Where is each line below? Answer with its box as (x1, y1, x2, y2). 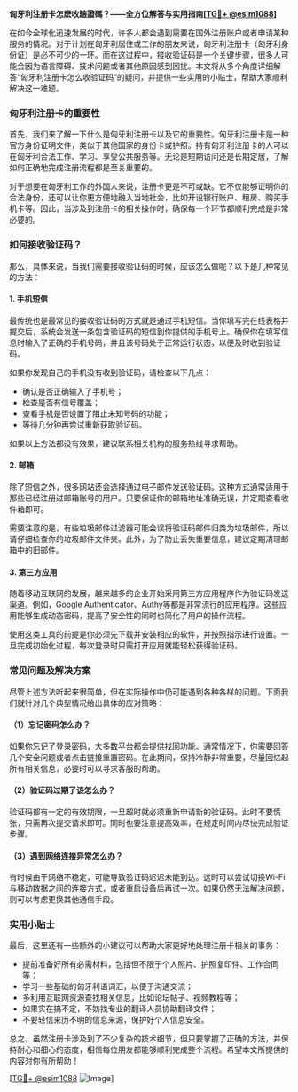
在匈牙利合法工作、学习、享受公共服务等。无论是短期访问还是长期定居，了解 (9, 151, 289, 162)
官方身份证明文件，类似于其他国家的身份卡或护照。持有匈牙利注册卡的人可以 (9, 140, 289, 151)
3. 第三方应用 (9, 567, 58, 577)
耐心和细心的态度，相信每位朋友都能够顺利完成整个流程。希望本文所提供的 (16, 1044, 289, 1055)
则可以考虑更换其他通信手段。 (9, 894, 118, 905)
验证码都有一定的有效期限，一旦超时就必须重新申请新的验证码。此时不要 (9, 806, 273, 817)
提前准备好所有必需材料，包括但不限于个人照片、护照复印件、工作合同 (21, 959, 279, 970)
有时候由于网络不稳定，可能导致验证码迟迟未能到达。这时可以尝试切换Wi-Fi (9, 872, 286, 883)
